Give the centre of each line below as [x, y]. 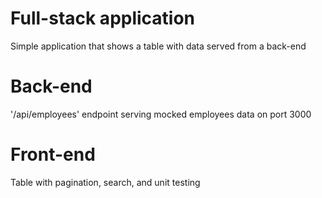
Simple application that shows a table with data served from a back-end [158, 46]
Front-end [53, 154]
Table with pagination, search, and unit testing [105, 182]
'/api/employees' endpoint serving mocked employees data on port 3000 [161, 114]
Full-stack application [103, 18]
